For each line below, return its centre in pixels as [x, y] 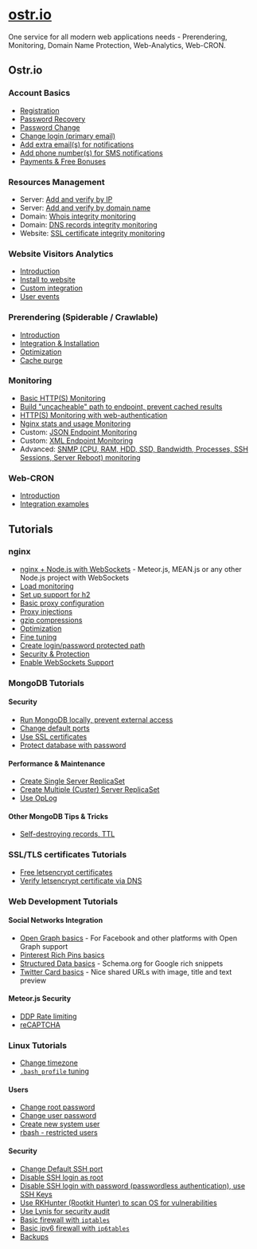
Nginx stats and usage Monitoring [75, 424]
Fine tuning [38, 636]
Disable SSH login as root [61, 1177]
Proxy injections [46, 611]
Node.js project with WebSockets [74, 577]
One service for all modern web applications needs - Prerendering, [118, 37]
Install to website [47, 280]
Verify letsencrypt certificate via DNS [81, 881]
